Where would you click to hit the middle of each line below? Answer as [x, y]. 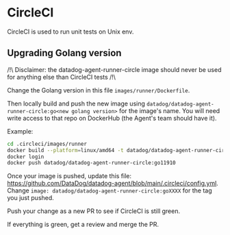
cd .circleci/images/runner [47, 144]
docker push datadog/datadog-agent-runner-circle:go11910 [91, 163]
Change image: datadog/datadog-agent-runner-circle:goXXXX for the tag [110, 190]
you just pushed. [31, 198]
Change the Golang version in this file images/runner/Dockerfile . [99, 90]
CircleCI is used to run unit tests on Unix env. [71, 32]
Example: [20, 131]
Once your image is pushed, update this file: [69, 176]
